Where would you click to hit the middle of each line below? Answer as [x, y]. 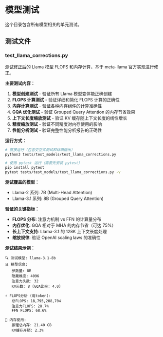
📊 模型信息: [16, 264]
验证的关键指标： [22, 209]
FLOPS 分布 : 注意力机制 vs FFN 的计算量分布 [56, 219]
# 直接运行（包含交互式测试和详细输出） [40, 150]
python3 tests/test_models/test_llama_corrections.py [61, 154]
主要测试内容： [20, 83]
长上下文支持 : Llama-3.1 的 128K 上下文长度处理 [59, 231]
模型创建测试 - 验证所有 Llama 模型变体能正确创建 [62, 94]
